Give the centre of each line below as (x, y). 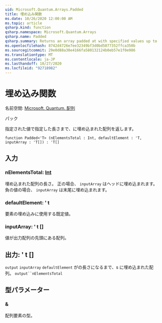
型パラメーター (27, 290)
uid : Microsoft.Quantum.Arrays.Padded (44, 9)
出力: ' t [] (19, 255)
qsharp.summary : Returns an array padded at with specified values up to (81, 41)
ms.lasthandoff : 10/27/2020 (33, 64)
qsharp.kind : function (28, 28)
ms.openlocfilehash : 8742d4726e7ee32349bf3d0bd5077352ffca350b (70, 46)
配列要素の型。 (20, 315)
